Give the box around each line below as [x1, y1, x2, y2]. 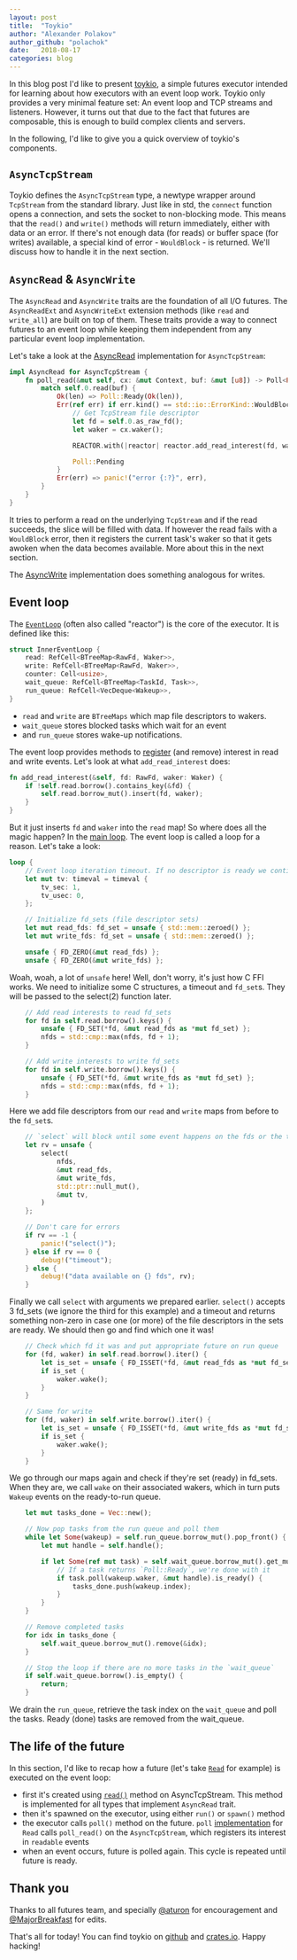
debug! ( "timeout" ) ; [41, 1255, 113, 1264]
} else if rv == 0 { [25, 1247, 101, 1256]
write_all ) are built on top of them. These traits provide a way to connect [9, 314, 278, 324]
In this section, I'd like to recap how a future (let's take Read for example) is [9, 1762, 281, 1773]
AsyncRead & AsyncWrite [9, 272, 136, 287]
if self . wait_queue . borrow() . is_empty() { [25, 1672, 184, 1681]
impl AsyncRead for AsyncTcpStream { [9, 367, 148, 377]
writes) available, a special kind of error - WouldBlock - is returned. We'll [9, 237, 270, 247]
